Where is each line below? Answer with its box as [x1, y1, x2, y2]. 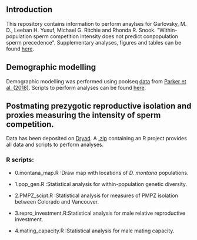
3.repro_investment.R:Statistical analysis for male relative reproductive [14, 209, 186, 217]
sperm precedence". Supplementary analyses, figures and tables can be [6, 39, 182, 46]
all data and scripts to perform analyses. [6, 141, 104, 148]
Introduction [6, 5, 53, 15]
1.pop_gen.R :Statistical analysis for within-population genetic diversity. [14, 180, 187, 187]
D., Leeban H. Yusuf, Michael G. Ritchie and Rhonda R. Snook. [6, 26, 156, 33]
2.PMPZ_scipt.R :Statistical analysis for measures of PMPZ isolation [14, 192, 178, 199]
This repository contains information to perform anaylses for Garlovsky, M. [6, 20, 187, 27]
